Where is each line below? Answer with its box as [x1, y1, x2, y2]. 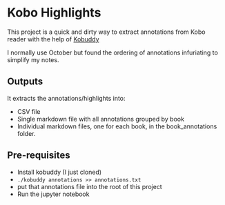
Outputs [7, 76, 43, 88]
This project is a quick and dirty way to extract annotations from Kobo [7, 28, 206, 36]
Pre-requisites [7, 150, 70, 162]
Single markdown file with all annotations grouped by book [17, 115, 185, 123]
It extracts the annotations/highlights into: [7, 94, 126, 102]
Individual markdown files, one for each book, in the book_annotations [17, 122, 217, 130]
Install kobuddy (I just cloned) [17, 168, 102, 176]
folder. [17, 129, 36, 137]
